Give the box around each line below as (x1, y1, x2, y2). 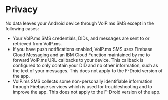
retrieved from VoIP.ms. (12, 40, 62, 46)
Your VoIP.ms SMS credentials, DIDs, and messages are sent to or (12, 35, 150, 41)
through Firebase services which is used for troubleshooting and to (12, 83, 152, 89)
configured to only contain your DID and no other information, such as (12, 62, 158, 68)
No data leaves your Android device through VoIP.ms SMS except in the (5, 20, 154, 26)
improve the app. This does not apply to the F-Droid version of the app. (12, 89, 161, 95)
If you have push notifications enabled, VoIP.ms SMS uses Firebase (12, 46, 153, 52)
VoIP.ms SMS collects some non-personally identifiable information (12, 78, 153, 84)
